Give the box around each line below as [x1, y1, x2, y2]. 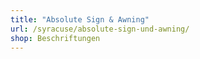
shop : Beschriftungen [10, 33, 101, 43]
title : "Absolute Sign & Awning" [10, 14, 150, 25]
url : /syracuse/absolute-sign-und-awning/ [10, 24, 190, 34]
